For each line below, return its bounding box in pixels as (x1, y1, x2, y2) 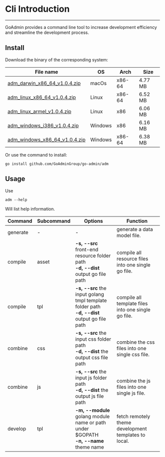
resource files (116, 255, 148, 262)
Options (84, 217, 103, 224)
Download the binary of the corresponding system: (5, 56, 109, 62)
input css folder (75, 335, 111, 342)
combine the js (116, 377, 151, 384)
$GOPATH (75, 431, 99, 438)
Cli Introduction (5, 3, 70, 15)
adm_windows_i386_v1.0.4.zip (7, 122, 79, 129)
